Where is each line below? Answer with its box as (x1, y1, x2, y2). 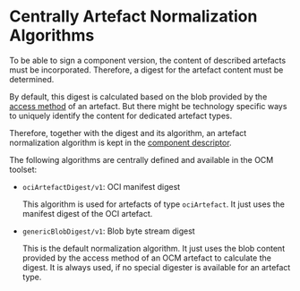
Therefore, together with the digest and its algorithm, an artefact (9, 127, 247, 138)
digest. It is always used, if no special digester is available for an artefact (21, 261, 291, 272)
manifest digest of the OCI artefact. (21, 208, 153, 218)
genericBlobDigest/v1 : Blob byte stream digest (21, 226, 195, 236)
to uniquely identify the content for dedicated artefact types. (9, 110, 233, 121)
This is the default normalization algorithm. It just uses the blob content (21, 243, 285, 253)
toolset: (9, 164, 38, 175)
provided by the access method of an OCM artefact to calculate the (21, 252, 271, 263)
